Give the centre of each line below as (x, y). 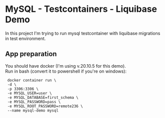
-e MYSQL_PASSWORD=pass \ (34, 102)
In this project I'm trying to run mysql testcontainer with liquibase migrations (83, 33)
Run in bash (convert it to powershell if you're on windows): (66, 71)
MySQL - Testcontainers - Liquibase (81, 9)
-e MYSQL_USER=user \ (29, 93)
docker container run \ (32, 80)
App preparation (31, 54)
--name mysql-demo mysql (33, 110)
